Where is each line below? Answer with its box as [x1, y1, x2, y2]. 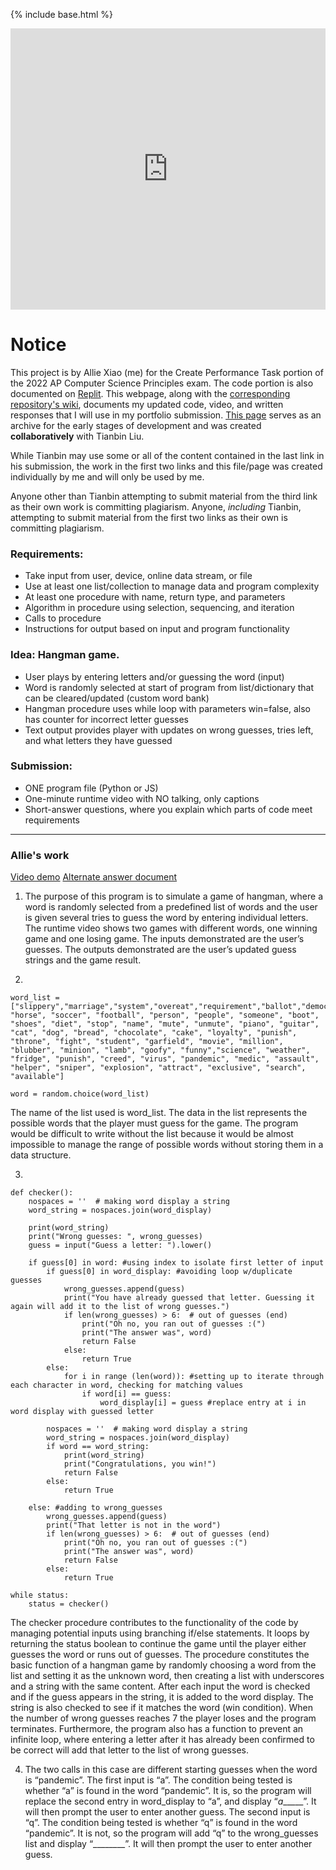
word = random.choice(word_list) [10, 1089, 150, 1099]
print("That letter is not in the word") [46, 1520, 222, 1531]
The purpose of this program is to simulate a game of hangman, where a [24, 890, 324, 903]
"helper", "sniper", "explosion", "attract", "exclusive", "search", [10, 1063, 307, 1073]
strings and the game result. [24, 954, 142, 966]
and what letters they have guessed [24, 734, 173, 746]
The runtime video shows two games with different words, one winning [24, 922, 318, 934]
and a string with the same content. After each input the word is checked [10, 1680, 311, 1693]
